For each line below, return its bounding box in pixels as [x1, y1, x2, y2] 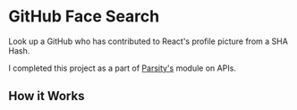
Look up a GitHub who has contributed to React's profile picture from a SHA [8, 36, 288, 47]
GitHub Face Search [8, 6, 160, 27]
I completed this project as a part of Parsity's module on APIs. [8, 63, 236, 73]
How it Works [8, 89, 85, 104]
